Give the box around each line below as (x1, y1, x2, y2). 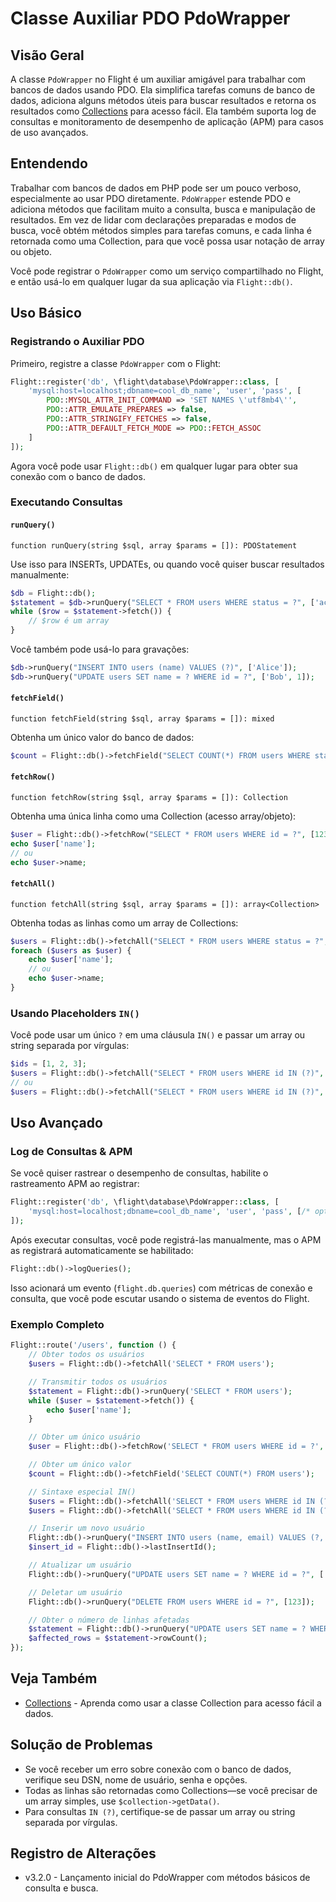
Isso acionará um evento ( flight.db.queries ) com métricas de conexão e (10, 1282, 313, 1294)
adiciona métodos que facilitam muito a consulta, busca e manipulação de (10, 203, 317, 215)
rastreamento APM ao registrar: (10, 1178, 140, 1190)
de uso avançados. (10, 127, 89, 138)
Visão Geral (10, 47, 85, 64)
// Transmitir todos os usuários (28, 1377, 168, 1387)
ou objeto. (10, 245, 53, 257)
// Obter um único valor (28, 1460, 132, 1470)
